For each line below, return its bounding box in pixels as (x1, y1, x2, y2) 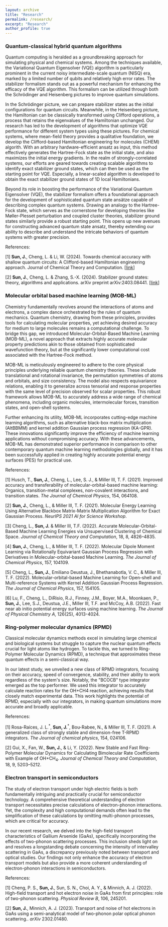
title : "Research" (5, 12, 44, 17)
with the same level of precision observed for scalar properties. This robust (5, 388, 161, 394)
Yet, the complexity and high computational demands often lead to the (5, 807, 150, 813)
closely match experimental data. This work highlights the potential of (5, 693, 149, 699)
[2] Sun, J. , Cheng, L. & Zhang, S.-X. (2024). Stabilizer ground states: (5, 274, 149, 280)
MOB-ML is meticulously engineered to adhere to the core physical (5, 361, 144, 368)
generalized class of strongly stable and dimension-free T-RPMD (5, 729, 139, 736)
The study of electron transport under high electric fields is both (5, 785, 138, 791)
